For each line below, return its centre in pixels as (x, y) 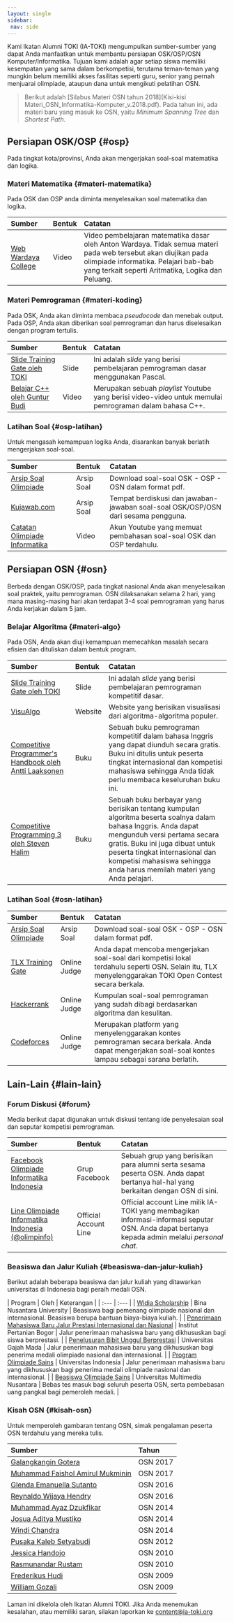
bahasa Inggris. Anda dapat (153, 826)
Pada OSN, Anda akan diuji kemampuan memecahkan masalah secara (108, 642)
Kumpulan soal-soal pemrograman (151, 995)
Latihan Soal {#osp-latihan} (55, 426)
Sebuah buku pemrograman (154, 728)
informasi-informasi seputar (167, 1220)
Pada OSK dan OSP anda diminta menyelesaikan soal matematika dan (107, 199)
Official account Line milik (163, 1202)
